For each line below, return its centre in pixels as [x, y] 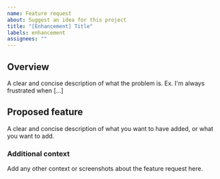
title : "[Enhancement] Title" [50, 26]
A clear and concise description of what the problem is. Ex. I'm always [106, 83]
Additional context [39, 154]
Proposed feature [45, 112]
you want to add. [31, 136]
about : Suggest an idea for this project [67, 20]
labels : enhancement [37, 33]
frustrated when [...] [35, 91]
